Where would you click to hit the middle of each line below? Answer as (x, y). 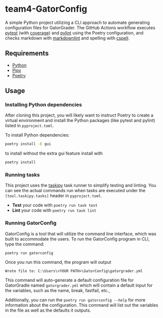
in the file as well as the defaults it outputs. (48, 310)
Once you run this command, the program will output (58, 262)
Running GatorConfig (31, 223)
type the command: (25, 244)
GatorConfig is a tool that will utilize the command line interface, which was (81, 234)
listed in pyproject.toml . (30, 126)
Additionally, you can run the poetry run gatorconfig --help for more (75, 300)
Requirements (27, 53)
